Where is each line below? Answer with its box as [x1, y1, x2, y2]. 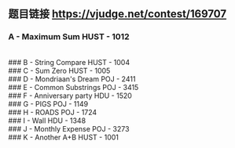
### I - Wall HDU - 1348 [8, 116, 86, 125]
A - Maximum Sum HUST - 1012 [8, 31, 130, 42]
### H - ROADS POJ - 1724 [8, 107, 97, 117]
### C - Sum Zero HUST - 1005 [8, 66, 111, 75]
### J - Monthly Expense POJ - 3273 [8, 124, 130, 133]
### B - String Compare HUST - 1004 [8, 57, 130, 67]
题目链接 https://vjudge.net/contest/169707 [8, 7, 227, 21]
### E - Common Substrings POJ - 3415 [8, 82, 139, 92]
